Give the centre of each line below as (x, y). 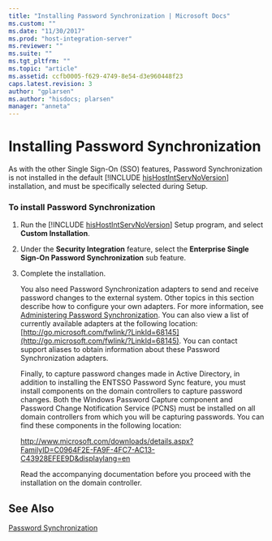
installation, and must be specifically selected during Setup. (108, 187)
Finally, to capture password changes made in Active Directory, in (130, 374)
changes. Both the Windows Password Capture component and (126, 400)
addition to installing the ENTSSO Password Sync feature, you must (133, 383)
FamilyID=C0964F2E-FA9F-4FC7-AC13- (88, 450)
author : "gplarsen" (41, 91)
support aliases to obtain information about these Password (120, 350)
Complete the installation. (63, 273)
